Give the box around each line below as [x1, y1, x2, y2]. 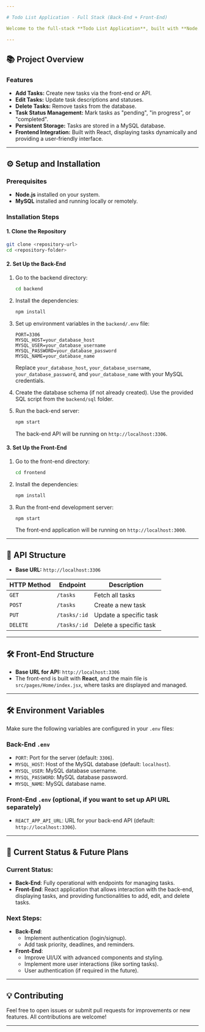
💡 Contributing [6, 990, 64, 1001]
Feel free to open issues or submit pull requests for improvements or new [6, 1007, 191, 1014]
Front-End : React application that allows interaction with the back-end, [15, 886, 194, 893]
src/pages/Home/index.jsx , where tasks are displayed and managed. [15, 681, 188, 689]
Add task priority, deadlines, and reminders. [24, 941, 135, 948]
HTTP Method [9, 581, 51, 589]
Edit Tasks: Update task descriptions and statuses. [15, 96, 144, 104]
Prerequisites [6, 177, 47, 186]
